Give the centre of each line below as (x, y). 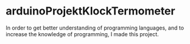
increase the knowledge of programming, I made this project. (82, 34)
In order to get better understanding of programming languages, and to (95, 28)
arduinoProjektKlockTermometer (90, 11)
